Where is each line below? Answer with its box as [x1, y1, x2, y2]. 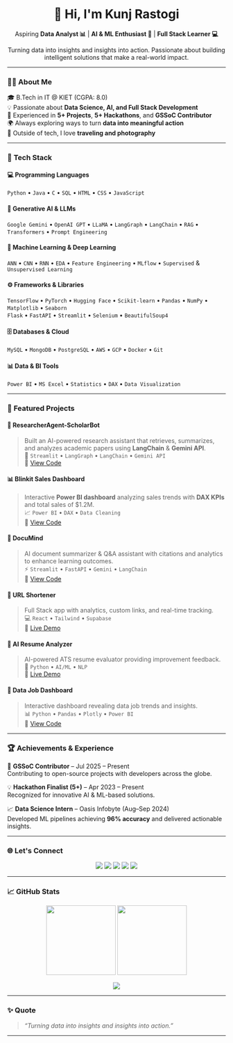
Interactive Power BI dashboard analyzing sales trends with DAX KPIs [24, 493, 225, 501]
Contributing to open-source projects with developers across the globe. [7, 769, 213, 777]
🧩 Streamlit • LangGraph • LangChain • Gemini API [24, 451, 166, 460]
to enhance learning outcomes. [24, 556, 114, 565]
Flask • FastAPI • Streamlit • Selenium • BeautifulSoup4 [7, 311, 169, 319]
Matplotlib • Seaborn [7, 303, 67, 312]
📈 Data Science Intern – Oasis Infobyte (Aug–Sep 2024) [7, 805, 170, 813]
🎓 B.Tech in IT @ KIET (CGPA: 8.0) [7, 93, 108, 102]
